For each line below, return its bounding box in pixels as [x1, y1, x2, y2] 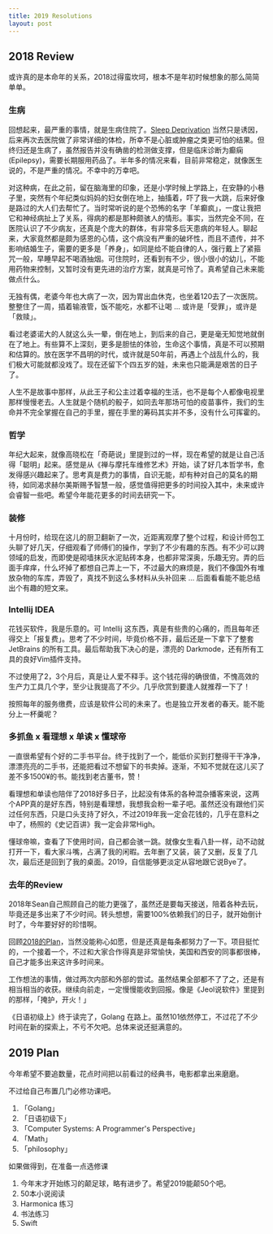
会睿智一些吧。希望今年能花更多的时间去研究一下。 [8, 489, 180, 500]
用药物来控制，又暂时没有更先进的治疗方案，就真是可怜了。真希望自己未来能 [8, 263, 265, 273]
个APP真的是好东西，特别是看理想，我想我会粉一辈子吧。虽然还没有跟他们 [8, 798, 258, 809]
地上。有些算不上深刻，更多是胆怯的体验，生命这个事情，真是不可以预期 [22, 339, 265, 349]
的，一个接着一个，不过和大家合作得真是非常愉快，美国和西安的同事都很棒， [8, 947, 265, 957]
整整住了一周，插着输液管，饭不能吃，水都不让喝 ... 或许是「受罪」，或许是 [8, 302, 258, 311]
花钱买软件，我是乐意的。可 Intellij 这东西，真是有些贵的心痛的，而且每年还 [8, 624, 260, 633]
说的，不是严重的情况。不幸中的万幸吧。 [8, 165, 144, 175]
